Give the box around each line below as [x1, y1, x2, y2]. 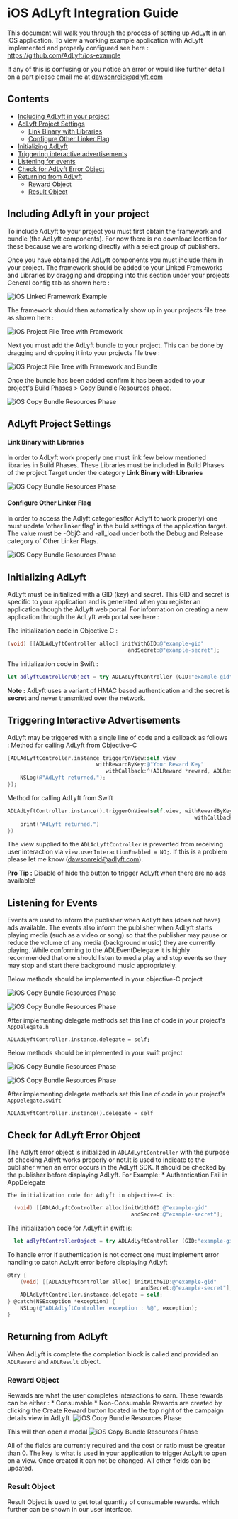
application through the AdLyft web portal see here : [7, 613, 159, 621]
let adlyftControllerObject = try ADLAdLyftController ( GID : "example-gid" [7, 673, 233, 680]
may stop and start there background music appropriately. [7, 961, 177, 970]
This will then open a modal [7, 1427, 88, 1436]
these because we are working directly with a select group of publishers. [7, 241, 220, 250]
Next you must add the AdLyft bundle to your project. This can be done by [7, 341, 224, 349]
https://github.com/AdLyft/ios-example [7, 51, 121, 60]
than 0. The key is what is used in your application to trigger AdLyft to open [7, 1449, 227, 1457]
